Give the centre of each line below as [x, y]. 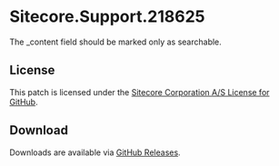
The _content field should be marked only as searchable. [116, 42]
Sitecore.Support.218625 [107, 17]
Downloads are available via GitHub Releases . [95, 152]
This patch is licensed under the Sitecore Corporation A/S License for [139, 92]
